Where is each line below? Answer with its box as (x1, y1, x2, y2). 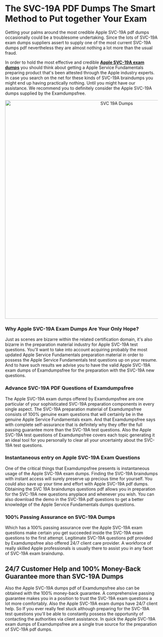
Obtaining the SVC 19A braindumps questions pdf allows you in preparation (5, 486, 156, 492)
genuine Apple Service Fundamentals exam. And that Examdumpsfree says (5, 416, 156, 422)
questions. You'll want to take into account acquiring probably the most (5, 347, 147, 353)
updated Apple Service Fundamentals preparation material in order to (5, 352, 144, 358)
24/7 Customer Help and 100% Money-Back (5, 565, 141, 573)
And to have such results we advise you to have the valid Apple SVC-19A (5, 362, 151, 368)
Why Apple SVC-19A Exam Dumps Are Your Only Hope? (5, 325, 139, 332)
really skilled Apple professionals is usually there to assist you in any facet (5, 545, 153, 551)
